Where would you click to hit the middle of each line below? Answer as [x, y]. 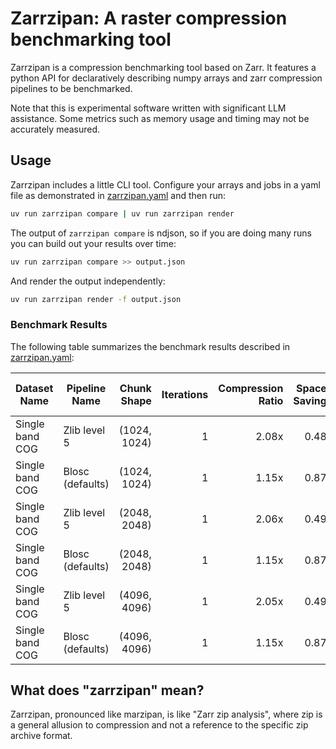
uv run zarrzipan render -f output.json [96, 299]
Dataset [34, 388]
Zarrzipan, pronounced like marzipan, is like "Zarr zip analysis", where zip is [166, 714]
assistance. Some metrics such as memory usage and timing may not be [160, 118]
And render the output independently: [88, 281]
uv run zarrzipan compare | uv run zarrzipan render [122, 213]
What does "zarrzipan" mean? [107, 690]
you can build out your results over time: [93, 243]
